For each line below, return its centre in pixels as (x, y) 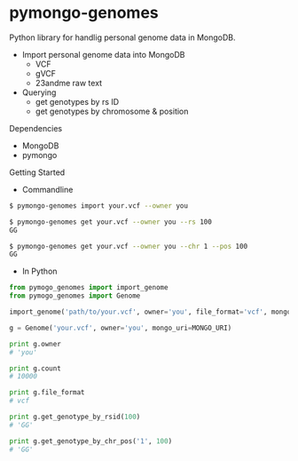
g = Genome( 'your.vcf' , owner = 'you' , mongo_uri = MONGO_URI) (121, 328)
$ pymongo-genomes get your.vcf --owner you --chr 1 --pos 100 (129, 246)
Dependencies (36, 128)
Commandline (47, 189)
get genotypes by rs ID (77, 101)
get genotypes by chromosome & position (112, 111)
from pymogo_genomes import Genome (75, 296)
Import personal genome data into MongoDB (103, 54)
